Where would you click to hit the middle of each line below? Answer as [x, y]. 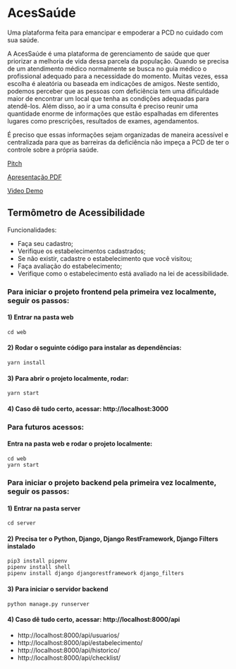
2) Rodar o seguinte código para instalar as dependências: [94, 348]
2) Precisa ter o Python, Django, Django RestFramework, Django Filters [113, 539]
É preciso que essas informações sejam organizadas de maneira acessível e [118, 135]
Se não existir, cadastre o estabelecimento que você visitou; [105, 258]
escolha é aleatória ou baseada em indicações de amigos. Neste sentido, [113, 83]
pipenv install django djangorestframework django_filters [96, 573]
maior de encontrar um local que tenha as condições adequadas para [108, 98]
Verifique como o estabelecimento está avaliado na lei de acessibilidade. [123, 274]
